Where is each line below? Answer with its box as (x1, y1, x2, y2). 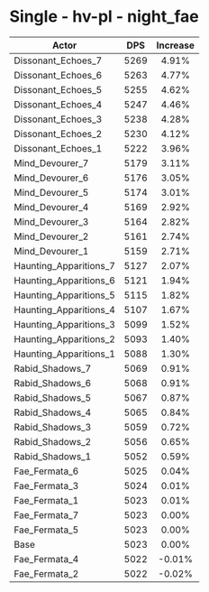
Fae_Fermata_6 (14, 465, 79, 477)
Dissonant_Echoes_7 (14, 54, 103, 67)
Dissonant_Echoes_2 (14, 127, 103, 140)
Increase (156, 39, 195, 51)
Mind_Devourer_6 (14, 171, 89, 184)
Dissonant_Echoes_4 (14, 97, 103, 110)
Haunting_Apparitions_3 (14, 318, 115, 330)
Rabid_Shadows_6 (14, 376, 92, 389)
